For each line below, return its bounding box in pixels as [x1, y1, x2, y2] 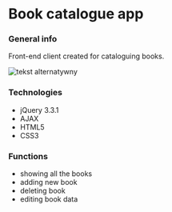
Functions [8, 150, 48, 162]
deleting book [19, 186, 66, 196]
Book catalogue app [8, 5, 144, 23]
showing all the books [19, 169, 93, 178]
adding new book [19, 178, 78, 187]
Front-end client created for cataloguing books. [8, 51, 165, 61]
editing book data [19, 194, 78, 204]
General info [8, 34, 58, 45]
